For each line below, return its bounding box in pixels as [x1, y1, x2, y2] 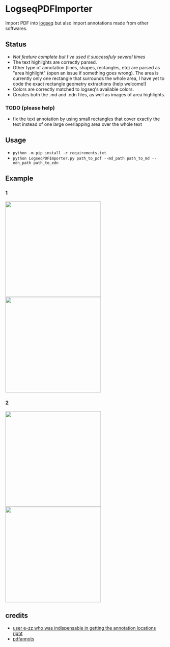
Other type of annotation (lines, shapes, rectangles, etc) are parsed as [12, 64, 160, 70]
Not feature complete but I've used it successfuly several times [12, 53, 146, 60]
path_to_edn [33, 160, 59, 166]
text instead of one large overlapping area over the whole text [12, 121, 143, 127]
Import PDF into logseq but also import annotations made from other [5, 20, 149, 26]
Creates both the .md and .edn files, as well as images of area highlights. [12, 91, 165, 97]
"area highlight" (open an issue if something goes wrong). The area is [12, 70, 159, 76]
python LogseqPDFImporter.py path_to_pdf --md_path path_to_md [12, 156, 150, 161]
